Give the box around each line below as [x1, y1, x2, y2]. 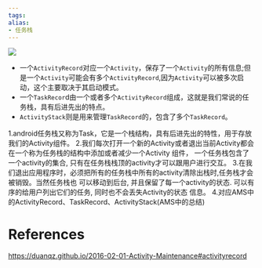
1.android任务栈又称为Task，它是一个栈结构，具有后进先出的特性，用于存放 [8, 129, 253, 138]
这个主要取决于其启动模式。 [33, 83, 123, 92]
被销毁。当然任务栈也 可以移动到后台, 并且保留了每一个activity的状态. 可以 [8, 178, 248, 187]
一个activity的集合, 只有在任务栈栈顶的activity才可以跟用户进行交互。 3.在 [8, 158, 246, 168]
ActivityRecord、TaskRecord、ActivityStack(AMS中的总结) [14, 197, 206, 207]
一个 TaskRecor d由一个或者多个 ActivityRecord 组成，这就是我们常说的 [19, 92, 243, 102]
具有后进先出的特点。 [40, 103, 110, 112]
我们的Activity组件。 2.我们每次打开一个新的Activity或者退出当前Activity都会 [8, 139, 255, 148]
